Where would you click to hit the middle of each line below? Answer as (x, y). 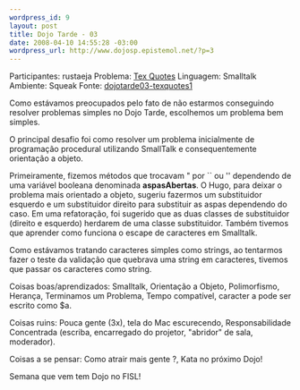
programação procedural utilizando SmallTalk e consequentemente (133, 149)
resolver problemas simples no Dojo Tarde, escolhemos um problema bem (146, 113)
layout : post (34, 26)
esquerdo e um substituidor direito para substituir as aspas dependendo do (149, 204)
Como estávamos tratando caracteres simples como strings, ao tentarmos (146, 250)
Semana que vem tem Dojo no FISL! (75, 377)
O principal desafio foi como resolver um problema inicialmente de (132, 140)
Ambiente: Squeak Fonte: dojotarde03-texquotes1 (101, 86)
